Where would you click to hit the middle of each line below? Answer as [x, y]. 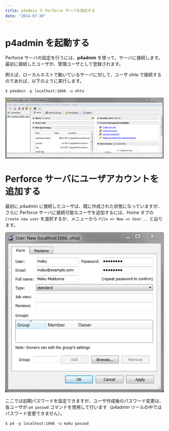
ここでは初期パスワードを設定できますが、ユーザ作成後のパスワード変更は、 [84, 401]
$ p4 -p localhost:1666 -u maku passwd [47, 424]
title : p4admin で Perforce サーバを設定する [50, 11]
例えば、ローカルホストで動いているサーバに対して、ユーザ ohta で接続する [83, 75]
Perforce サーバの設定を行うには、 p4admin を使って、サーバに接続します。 [84, 58]
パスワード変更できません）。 [35, 413]
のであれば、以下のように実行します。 [45, 81]
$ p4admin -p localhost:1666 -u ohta [45, 91]
